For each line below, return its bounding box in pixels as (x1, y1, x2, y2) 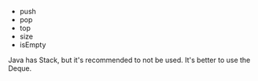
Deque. (8, 64, 32, 73)
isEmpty (19, 40, 46, 50)
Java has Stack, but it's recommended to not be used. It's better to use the (8, 55, 251, 64)
